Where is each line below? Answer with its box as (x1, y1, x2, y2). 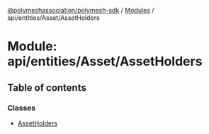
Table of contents (7, 82, 86, 94)
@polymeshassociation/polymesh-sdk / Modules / (7, 6, 154, 14)
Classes (7, 103, 36, 113)
